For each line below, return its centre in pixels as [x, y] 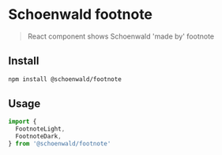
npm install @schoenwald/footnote [65, 79]
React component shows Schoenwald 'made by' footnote [121, 36]
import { [23, 122]
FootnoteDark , [38, 137]
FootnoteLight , [40, 129]
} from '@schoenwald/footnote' [60, 144]
